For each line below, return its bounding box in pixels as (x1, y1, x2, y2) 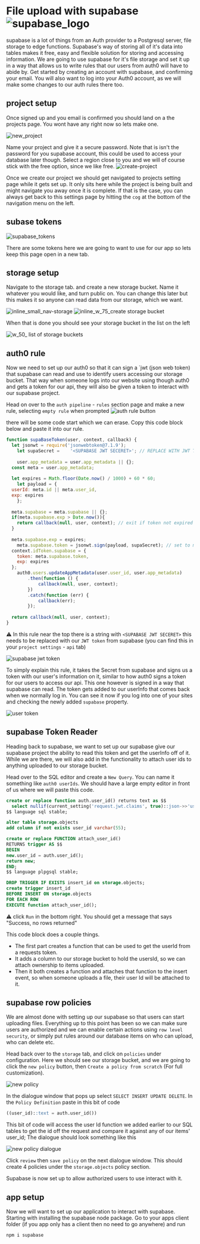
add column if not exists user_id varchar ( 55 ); (6, 825, 127, 831)
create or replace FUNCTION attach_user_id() (6, 836, 121, 842)
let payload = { (17, 481, 58, 487)
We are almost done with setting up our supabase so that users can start (6, 1013, 185, 1021)
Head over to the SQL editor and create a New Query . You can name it (6, 773, 174, 780)
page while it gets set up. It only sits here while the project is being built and (6, 180, 193, 187)
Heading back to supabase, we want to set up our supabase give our (6, 743, 176, 750)
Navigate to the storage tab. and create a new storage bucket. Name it (6, 283, 179, 291)
